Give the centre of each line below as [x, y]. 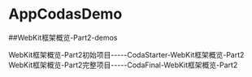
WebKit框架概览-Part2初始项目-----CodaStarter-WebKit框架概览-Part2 [126, 54]
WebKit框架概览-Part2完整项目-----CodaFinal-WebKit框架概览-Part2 [123, 65]
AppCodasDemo [65, 14]
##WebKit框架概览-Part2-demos [63, 37]
